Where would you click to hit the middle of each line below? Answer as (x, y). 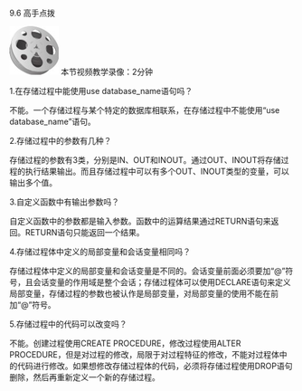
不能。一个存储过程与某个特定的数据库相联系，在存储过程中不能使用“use (145, 110)
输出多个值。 (33, 182)
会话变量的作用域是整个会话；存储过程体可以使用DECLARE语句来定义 (162, 281)
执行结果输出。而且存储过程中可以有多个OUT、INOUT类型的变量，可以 (157, 171)
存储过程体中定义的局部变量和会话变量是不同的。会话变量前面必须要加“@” (147, 271)
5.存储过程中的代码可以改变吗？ (68, 324)
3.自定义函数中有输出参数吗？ (65, 202)
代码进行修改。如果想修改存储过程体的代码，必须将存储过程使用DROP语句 (155, 366)
